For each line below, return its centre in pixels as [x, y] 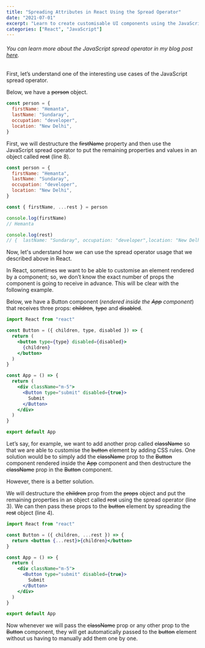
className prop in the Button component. [59, 470]
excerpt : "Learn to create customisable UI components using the [91, 23]
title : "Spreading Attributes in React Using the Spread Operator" [94, 12]
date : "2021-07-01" [31, 18]
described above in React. [39, 259]
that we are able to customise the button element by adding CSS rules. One [101, 450]
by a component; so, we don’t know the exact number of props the [90, 277]
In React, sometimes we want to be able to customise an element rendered [100, 271]
